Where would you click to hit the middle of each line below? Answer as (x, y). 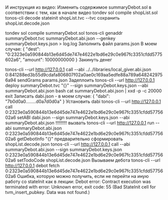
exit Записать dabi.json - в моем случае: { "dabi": (58, 96)
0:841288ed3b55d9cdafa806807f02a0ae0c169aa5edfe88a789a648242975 (84, 75)
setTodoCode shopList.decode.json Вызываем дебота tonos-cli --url (89, 160)
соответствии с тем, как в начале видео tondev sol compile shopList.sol (81, 13)
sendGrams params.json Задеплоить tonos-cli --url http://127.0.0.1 (86, 80)
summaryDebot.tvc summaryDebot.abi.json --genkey (60, 38)
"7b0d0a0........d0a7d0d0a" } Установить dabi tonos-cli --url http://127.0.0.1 (83, 102)
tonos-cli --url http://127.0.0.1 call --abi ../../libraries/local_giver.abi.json (78, 69)
